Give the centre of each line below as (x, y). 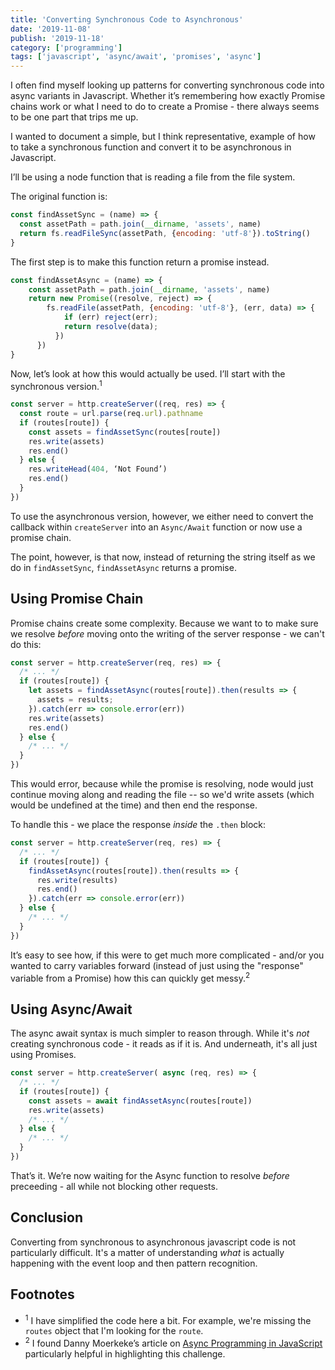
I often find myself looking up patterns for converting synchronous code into (167, 85)
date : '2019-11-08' (51, 29)
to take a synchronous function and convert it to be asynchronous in (151, 147)
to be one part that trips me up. (74, 117)
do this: (26, 644)
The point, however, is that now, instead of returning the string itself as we (163, 557)
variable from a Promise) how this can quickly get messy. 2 (130, 977)
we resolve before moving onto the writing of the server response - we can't (167, 633)
